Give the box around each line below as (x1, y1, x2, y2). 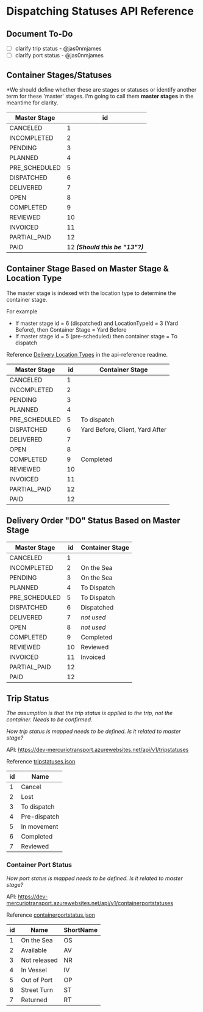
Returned (21, 996, 48, 1004)
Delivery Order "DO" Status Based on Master (6, 515, 181, 526)
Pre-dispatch (21, 812, 60, 821)
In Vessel (21, 966, 48, 974)
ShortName (63, 925, 98, 934)
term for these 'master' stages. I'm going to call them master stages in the (6, 92, 194, 100)
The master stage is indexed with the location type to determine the (6, 289, 177, 297)
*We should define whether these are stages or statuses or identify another (6, 86, 197, 93)
